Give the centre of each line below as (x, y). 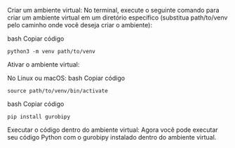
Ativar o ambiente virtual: (43, 65)
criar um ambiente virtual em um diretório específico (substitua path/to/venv (117, 18)
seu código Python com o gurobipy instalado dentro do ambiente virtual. (112, 137)
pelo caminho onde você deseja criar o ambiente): (80, 25)
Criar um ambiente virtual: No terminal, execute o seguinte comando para (113, 10)
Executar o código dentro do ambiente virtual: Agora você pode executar (113, 130)
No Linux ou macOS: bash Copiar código (66, 78)
